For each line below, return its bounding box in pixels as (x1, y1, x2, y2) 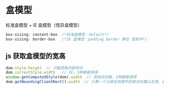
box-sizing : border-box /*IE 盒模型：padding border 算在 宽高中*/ (6, 36, 147, 41)
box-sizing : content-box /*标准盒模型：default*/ (6, 32, 109, 37)
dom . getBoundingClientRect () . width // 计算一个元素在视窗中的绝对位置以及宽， (6, 79, 162, 84)
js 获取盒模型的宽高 (6, 52, 66, 60)
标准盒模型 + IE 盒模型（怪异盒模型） (6, 22, 82, 28)
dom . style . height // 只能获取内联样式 (6, 65, 83, 70)
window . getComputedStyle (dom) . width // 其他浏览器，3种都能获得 (6, 74, 137, 80)
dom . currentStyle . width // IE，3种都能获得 (6, 70, 98, 75)
